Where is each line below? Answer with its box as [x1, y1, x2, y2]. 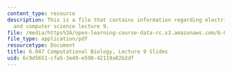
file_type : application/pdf [7, 36, 88, 43]
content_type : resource [7, 10, 76, 17]
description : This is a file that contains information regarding [7, 16, 202, 23]
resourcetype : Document [7, 42, 76, 49]
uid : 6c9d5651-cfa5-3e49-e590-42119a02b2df [7, 55, 135, 62]
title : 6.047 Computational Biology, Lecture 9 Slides [7, 49, 168, 56]
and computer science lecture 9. [13, 23, 110, 29]
